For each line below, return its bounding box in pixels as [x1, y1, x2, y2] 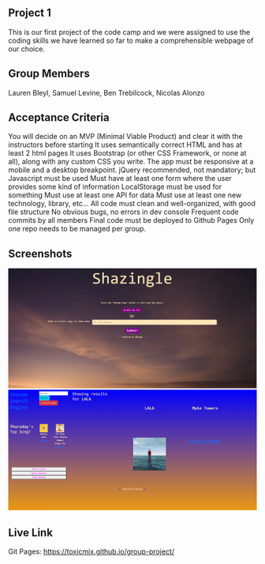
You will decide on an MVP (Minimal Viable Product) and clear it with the [8, 132, 243, 141]
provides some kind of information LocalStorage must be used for [8, 182, 222, 192]
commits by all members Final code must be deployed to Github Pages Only [8, 216, 255, 225]
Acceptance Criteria [8, 111, 110, 125]
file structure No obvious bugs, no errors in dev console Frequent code [8, 207, 239, 216]
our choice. [8, 43, 46, 54]
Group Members [8, 67, 91, 81]
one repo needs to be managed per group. [8, 224, 147, 234]
